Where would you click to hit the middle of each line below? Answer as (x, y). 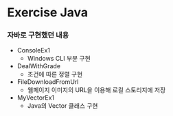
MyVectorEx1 (36, 98)
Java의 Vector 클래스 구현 (62, 106)
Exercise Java (48, 13)
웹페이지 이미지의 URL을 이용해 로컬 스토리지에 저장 (96, 90)
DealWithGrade (38, 66)
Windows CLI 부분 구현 (59, 59)
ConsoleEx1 (33, 50)
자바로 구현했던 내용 (38, 35)
